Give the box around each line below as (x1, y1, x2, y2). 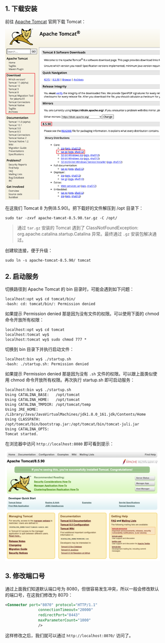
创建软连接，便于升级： (5, 247, 53, 253)
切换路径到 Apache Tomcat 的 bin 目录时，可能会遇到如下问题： (5, 286, 134, 292)
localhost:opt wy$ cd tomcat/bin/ (5, 296, 76, 302)
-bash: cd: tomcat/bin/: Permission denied (5, 301, 96, 307)
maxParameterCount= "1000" (38, 618, 91, 623)
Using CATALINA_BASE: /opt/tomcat (5, 392, 80, 398)
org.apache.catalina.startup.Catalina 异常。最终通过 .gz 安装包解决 (17, 231, 153, 237)
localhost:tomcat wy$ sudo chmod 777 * (5, 337, 87, 342)
